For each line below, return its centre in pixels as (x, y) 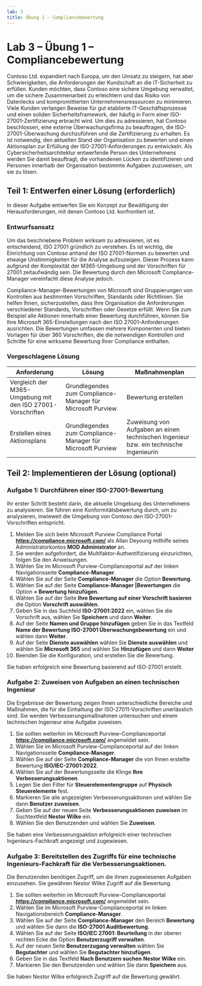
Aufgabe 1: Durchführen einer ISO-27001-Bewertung (85, 491)
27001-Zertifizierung (32, 121)
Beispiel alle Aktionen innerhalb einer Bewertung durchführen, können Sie (98, 315)
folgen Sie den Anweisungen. (52, 560)
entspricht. (52, 522)
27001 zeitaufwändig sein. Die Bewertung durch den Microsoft (84, 272)
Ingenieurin (142, 452)
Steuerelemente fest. (42, 791)
